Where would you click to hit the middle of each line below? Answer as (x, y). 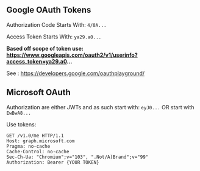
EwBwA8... (19, 113)
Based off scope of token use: (45, 48)
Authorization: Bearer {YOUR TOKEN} (53, 162)
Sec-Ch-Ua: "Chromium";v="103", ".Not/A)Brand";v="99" (77, 157)
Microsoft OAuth (39, 93)
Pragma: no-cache (28, 146)
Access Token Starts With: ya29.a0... (54, 37)
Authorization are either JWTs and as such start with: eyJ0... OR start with (100, 107)
